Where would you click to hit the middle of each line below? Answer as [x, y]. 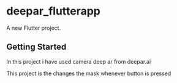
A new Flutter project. [34, 28]
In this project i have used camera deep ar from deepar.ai [79, 61]
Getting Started [36, 47]
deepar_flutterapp [54, 11]
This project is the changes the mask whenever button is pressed [89, 73]
